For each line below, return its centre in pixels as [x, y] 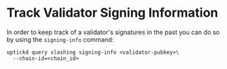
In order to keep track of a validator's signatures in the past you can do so [113, 32]
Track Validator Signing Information [112, 13]
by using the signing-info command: [60, 39]
